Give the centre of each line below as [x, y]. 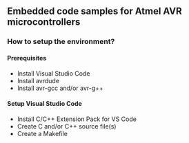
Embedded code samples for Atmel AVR [95, 11]
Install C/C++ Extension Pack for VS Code [77, 119]
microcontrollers [44, 22]
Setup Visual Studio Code [45, 104]
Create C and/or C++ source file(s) [67, 126]
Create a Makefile [42, 133]
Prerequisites [27, 58]
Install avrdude [38, 80]
